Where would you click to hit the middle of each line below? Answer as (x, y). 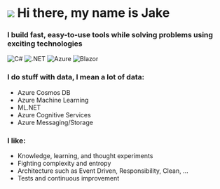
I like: (16, 141)
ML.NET (29, 107)
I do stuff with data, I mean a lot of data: (76, 77)
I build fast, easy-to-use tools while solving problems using (110, 35)
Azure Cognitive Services (54, 115)
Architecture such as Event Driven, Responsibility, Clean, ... (103, 171)
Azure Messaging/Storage (55, 122)
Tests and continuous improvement (68, 178)
